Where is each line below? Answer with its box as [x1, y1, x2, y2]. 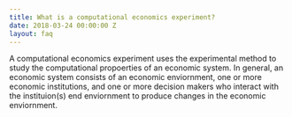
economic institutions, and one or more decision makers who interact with [9, 81, 279, 92]
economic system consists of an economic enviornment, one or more [9, 72, 263, 83]
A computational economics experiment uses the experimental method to [9, 54, 277, 64]
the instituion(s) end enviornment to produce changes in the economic [9, 91, 266, 101]
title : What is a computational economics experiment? [9, 12, 216, 22]
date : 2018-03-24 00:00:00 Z [9, 21, 117, 30]
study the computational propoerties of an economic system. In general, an [9, 62, 284, 73]
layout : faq [9, 29, 53, 38]
